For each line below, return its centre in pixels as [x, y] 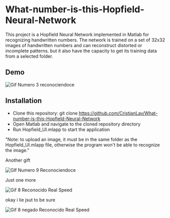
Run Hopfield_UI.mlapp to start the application [61, 129]
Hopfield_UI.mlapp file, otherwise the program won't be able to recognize [83, 145]
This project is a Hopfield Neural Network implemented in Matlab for [77, 34]
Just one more [20, 180]
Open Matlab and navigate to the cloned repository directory [77, 124]
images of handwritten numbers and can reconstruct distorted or [74, 45]
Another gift [18, 160]
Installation [24, 101]
